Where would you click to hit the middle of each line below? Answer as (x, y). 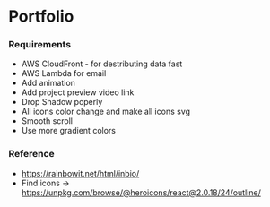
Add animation (48, 83)
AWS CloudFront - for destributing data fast (102, 64)
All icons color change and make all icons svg (105, 112)
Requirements (40, 45)
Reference (31, 154)
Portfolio (41, 17)
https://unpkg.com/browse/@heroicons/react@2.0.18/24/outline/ (141, 192)
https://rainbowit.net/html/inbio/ (80, 173)
